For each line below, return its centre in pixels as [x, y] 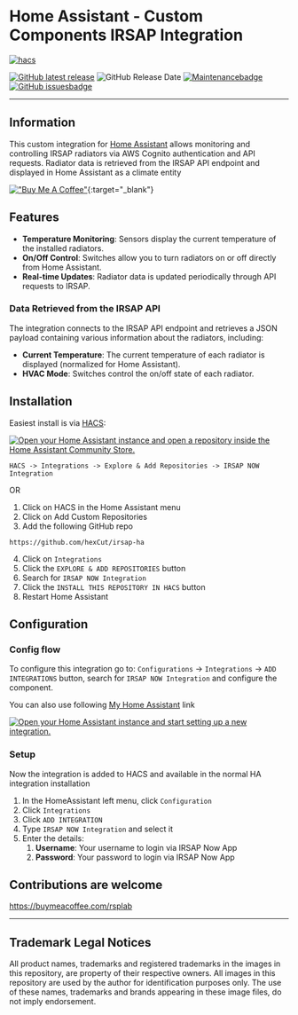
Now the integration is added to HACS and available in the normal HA [135, 774]
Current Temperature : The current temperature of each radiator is [143, 354]
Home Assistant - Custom [106, 16]
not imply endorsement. [53, 1002]
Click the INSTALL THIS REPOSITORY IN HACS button [114, 586]
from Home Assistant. [62, 267]
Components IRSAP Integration [126, 35]
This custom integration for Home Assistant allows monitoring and [130, 144]
